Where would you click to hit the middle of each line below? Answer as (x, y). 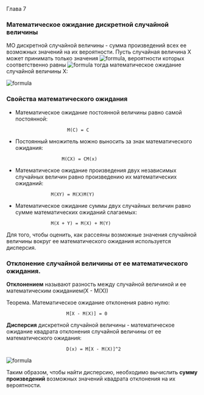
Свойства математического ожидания (67, 99)
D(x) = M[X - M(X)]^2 (93, 349)
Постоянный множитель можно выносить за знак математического (104, 141)
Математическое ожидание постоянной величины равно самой (99, 112)
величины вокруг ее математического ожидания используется (89, 241)
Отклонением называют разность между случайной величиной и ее (97, 284)
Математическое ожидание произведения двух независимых (96, 170)
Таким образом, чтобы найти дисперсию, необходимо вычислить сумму (102, 372)
